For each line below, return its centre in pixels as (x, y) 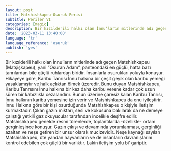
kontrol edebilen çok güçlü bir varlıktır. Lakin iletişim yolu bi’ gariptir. (76, 143)
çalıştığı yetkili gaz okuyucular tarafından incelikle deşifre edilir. (72, 116)
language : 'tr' (21, 39)
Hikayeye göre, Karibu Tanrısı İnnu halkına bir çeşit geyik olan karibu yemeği (85, 78)
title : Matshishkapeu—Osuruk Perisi (44, 15)
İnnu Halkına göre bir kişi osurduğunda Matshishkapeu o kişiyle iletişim (79, 105)
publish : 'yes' (21, 48)
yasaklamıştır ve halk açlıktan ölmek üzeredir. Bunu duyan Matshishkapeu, (83, 84)
